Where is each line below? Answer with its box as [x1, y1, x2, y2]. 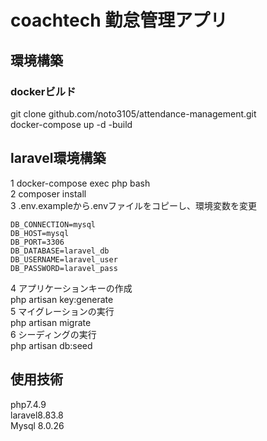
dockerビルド [10, 84, 77, 98]
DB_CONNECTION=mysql [10, 219, 97, 230]
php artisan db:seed [10, 339, 93, 351]
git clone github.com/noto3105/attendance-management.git [10, 107, 257, 120]
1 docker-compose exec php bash [10, 177, 151, 189]
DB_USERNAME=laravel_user [10, 254, 118, 265]
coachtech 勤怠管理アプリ [10, 9, 228, 32]
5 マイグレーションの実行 [10, 305, 115, 317]
